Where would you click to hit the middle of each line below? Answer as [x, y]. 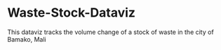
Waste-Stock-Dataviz [71, 13]
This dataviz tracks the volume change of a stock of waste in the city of [110, 32]
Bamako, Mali [27, 39]
